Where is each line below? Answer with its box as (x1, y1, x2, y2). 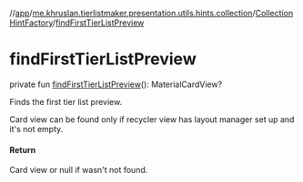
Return (9, 144, 36, 155)
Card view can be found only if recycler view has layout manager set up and (9, 113, 295, 125)
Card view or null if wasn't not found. (9, 165, 148, 176)
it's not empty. (9, 123, 64, 134)
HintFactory (9, 17, 53, 28)
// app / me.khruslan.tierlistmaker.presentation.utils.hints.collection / (9, 8, 257, 18)
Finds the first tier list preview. (9, 96, 123, 107)
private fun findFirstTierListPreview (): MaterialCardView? (9, 79, 223, 90)
